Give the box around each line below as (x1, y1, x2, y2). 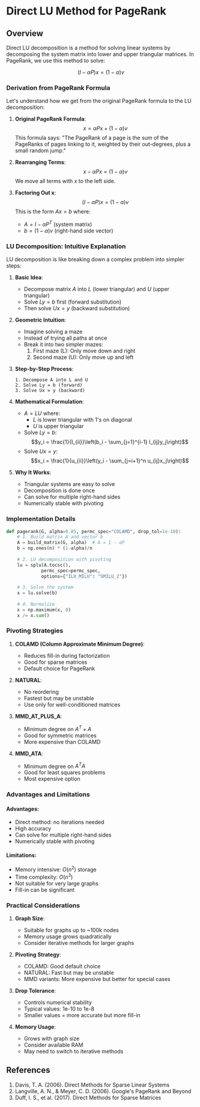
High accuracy (14, 825, 52, 832)
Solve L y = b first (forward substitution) (23, 298, 122, 305)
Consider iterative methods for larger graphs (23, 940, 135, 947)
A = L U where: (23, 410, 61, 417)
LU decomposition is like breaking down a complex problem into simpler (6, 256, 185, 263)
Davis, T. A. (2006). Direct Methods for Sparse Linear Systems (14, 1081, 170, 1088)
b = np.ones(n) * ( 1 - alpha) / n (17, 545, 93, 552)
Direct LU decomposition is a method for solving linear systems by (6, 44, 171, 51)
